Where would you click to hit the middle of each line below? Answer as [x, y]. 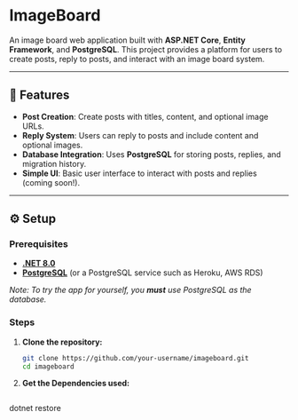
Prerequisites [39, 244]
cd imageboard [48, 366]
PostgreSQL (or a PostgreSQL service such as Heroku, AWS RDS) [142, 273]
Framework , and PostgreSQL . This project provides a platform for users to [145, 49]
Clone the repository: [62, 342]
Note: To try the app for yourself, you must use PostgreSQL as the [130, 290]
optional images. [52, 145]
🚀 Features [39, 95]
